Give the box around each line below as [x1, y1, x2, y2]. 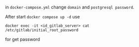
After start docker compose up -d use [5, 14, 80, 19]
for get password [5, 37, 41, 42]
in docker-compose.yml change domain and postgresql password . [5, 4, 135, 10]
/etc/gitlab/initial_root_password [5, 28, 79, 33]
